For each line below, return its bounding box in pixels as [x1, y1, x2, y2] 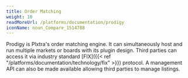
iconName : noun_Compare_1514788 [6, 24, 85, 31]
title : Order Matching [6, 8, 61, 15]
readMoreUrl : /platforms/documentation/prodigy [6, 19, 125, 25]
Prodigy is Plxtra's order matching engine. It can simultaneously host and [6, 41, 183, 48]
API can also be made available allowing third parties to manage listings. [6, 65, 180, 73]
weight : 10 [6, 14, 33, 20]
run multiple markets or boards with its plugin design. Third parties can [6, 47, 177, 54]
